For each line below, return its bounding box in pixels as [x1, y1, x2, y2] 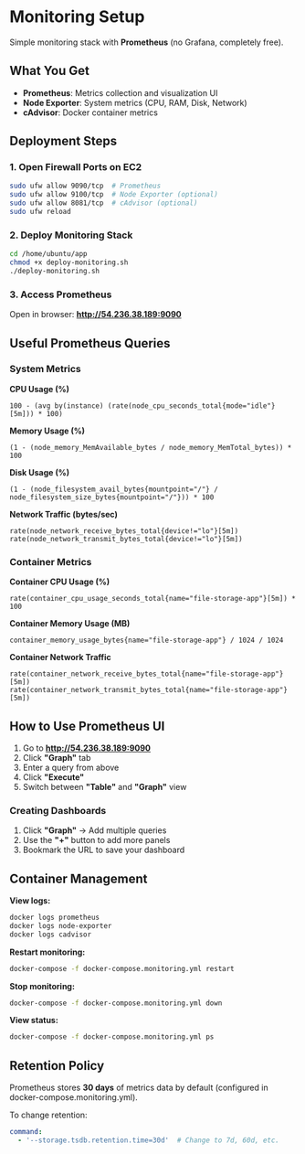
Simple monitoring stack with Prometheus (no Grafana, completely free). [9, 37, 284, 48]
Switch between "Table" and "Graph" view [22, 781, 187, 792]
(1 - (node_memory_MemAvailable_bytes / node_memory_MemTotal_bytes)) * [9, 443, 292, 452]
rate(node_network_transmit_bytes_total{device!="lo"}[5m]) [9, 534, 244, 543]
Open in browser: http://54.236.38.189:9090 [9, 309, 182, 320]
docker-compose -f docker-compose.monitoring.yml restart [9, 964, 235, 973]
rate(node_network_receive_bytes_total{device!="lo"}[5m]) [9, 526, 239, 536]
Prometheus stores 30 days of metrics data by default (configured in [9, 1082, 268, 1094]
